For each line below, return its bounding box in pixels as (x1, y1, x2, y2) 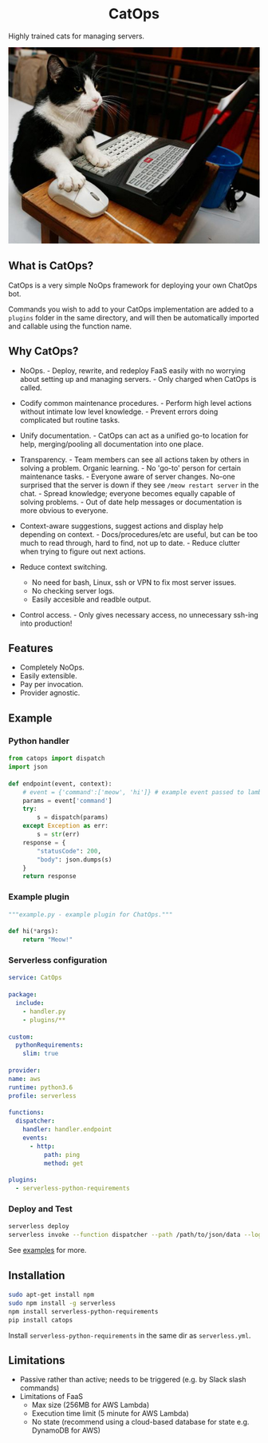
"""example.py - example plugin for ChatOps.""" (8, 910, 173, 919)
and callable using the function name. (8, 321, 132, 331)
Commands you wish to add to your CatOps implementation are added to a (8, 304, 254, 314)
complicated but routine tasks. (19, 415, 120, 424)
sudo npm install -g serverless (8, 1299, 116, 1307)
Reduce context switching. (19, 562, 108, 571)
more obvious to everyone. (19, 505, 108, 515)
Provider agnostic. (19, 688, 81, 698)
